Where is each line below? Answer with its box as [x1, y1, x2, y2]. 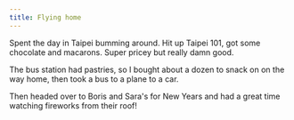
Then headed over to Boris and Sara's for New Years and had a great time [9, 91, 281, 101]
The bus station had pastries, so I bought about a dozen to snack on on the [9, 64, 285, 75]
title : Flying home [9, 12, 82, 22]
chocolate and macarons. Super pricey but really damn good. [9, 46, 234, 58]
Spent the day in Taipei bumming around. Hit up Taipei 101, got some [9, 37, 261, 48]
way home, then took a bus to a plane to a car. [9, 73, 179, 84]
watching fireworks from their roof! [9, 100, 138, 111]
